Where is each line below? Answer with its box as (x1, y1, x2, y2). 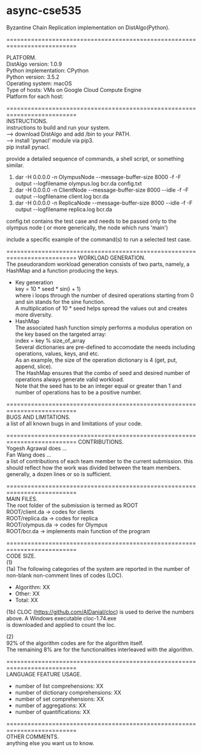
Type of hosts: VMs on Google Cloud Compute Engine (6, 86, 141, 93)
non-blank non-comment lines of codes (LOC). (6, 572, 123, 579)
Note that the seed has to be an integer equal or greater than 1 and (15, 382, 182, 390)
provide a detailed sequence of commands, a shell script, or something (6, 155, 184, 162)
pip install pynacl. (6, 143, 50, 150)
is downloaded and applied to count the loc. (6, 621, 116, 628)
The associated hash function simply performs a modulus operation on (15, 324, 192, 331)
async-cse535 (6, 4, 82, 18)
